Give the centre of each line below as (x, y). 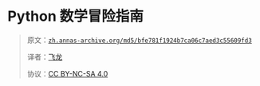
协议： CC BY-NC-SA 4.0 (67, 73)
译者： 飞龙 (45, 57)
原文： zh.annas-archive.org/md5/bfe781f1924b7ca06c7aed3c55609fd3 (139, 40)
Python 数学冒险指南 (76, 16)
